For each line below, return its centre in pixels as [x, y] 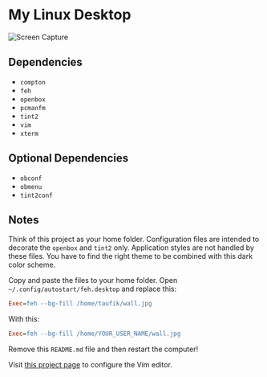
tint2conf [36, 195]
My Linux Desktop [70, 15]
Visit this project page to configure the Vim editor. [90, 365]
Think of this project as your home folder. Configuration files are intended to [134, 240]
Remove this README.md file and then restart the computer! [103, 349]
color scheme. [32, 265]
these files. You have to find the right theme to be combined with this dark [131, 256]
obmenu [31, 186]
